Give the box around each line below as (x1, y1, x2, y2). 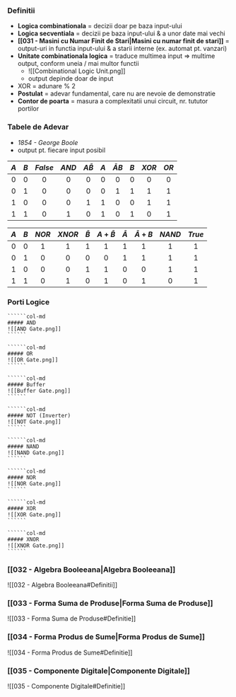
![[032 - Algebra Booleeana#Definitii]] (7, 581, 118, 589)
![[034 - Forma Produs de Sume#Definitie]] (7, 648, 133, 657)
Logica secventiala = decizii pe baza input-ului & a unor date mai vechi (17, 29, 225, 38)
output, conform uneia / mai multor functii (17, 59, 139, 68)
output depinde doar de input (28, 74, 114, 83)
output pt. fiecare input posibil (17, 146, 106, 154)
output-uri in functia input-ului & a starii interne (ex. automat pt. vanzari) (17, 45, 228, 53)
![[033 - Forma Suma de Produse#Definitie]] (7, 614, 136, 623)
